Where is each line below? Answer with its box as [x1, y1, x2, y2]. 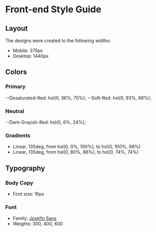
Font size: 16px [12, 191, 44, 197]
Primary [5, 83, 26, 90]
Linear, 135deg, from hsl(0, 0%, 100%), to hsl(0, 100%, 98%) [12, 143, 141, 150]
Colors [5, 68, 27, 76]
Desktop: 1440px [12, 53, 49, 59]
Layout [5, 24, 28, 33]
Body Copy [5, 179, 34, 186]
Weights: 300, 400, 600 [12, 221, 63, 227]
